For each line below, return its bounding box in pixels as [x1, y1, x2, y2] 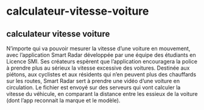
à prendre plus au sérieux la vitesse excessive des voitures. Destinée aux [6, 64, 190, 71]
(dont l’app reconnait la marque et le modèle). [6, 97, 121, 104]
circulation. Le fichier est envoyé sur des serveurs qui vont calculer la [6, 84, 181, 91]
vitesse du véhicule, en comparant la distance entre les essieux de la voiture [6, 90, 198, 97]
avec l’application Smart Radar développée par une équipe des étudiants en [6, 51, 196, 59]
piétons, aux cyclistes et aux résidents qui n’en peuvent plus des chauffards [6, 71, 197, 78]
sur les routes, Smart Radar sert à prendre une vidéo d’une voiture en [6, 78, 180, 84]
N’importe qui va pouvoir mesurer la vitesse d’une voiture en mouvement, [6, 45, 191, 52]
